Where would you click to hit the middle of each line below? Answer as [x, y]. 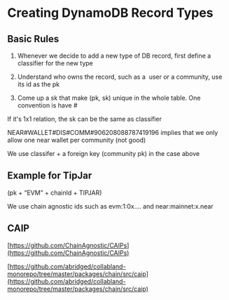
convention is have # [48, 105]
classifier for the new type [55, 63]
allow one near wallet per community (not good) [77, 140]
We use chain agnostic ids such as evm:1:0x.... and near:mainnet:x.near [110, 206]
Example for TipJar [50, 176]
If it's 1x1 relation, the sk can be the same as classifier [85, 119]
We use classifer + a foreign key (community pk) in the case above [104, 154]
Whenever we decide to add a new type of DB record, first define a [114, 56]
